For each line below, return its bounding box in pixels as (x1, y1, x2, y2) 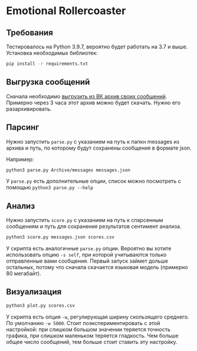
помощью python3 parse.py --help (6, 184, 93, 191)
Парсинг (6, 122, 40, 133)
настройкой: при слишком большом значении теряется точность (6, 326, 171, 333)
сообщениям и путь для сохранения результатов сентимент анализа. (6, 223, 182, 230)
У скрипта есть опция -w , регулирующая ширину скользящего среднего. (6, 313, 190, 320)
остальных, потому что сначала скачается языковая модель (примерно (6, 264, 188, 271)
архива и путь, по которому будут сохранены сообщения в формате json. (6, 144, 192, 151)
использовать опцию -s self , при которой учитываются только (6, 251, 167, 259)
